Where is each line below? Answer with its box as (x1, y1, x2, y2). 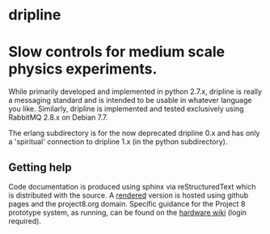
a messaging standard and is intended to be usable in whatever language (8, 96, 252, 105)
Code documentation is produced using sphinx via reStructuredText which (8, 181, 256, 191)
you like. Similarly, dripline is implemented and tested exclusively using (8, 104, 244, 114)
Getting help (8, 160, 72, 174)
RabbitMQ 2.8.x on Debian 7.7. (8, 113, 108, 122)
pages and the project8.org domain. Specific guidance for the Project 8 (8, 198, 246, 208)
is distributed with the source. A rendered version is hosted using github (8, 190, 249, 200)
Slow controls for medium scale (8, 43, 226, 62)
